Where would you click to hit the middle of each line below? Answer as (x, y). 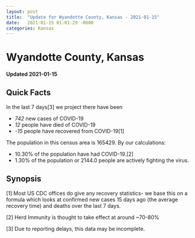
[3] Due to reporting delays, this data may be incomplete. (76, 229)
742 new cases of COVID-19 (49, 118)
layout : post (22, 12)
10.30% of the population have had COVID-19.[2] (74, 154)
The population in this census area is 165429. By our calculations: (86, 142)
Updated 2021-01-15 (32, 74)
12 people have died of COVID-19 (55, 124)
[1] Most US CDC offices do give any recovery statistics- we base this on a (97, 193)
